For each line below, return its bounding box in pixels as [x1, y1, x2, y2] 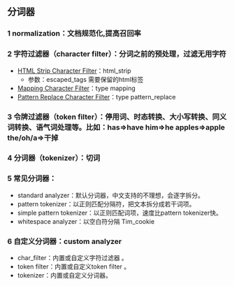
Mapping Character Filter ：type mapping [17, 84, 136, 92]
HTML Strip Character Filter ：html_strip [17, 66, 131, 75]
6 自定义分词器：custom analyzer [7, 236, 122, 246]
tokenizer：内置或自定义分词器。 [17, 271, 112, 280]
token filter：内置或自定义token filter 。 [17, 262, 131, 271]
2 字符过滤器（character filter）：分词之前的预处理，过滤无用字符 [7, 49, 227, 59]
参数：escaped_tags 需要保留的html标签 [27, 75, 144, 83]
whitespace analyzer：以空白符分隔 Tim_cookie [17, 217, 155, 225]
